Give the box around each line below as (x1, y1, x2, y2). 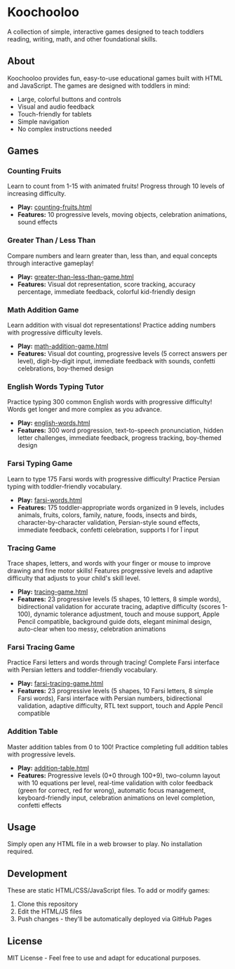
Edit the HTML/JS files (17, 907, 83, 916)
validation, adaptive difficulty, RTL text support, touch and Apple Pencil (17, 702, 223, 710)
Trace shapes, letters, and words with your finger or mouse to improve (7, 559, 211, 567)
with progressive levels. (7, 750, 76, 759)
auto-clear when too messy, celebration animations (17, 624, 166, 633)
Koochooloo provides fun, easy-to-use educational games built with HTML (7, 74, 223, 82)
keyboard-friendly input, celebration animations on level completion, (17, 794, 215, 802)
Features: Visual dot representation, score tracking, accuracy (17, 280, 196, 288)
